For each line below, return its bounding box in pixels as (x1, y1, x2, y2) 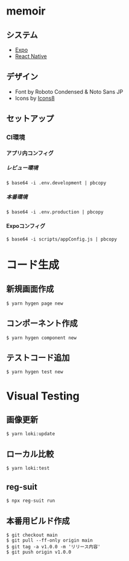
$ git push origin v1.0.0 (6, 549, 71, 555)
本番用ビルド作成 (6, 516, 70, 526)
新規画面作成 (6, 284, 54, 294)
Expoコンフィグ (6, 222, 46, 230)
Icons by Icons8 (14, 94, 55, 102)
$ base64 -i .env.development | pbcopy (6, 180, 107, 186)
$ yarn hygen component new (6, 334, 77, 341)
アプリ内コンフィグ (6, 149, 54, 157)
